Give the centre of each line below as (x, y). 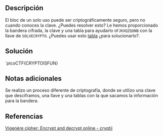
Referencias (24, 116)
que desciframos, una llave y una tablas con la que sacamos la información (81, 96)
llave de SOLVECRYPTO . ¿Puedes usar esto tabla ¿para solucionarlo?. (73, 35)
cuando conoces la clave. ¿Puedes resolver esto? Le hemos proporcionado (81, 25)
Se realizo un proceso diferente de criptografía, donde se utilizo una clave (80, 90)
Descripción (24, 8)
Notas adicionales (33, 79)
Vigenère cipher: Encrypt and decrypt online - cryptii (59, 128)
